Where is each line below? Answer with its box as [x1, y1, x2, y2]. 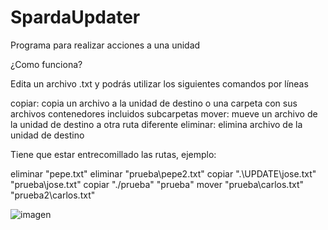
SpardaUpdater [10, 6, 141, 29]
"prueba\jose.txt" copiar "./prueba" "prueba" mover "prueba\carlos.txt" [10, 178, 304, 190]
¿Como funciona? [10, 58, 83, 70]
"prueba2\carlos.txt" [10, 189, 96, 201]
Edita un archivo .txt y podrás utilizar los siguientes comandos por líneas [10, 77, 309, 90]
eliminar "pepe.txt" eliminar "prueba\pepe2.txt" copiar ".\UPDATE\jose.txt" [10, 167, 317, 180]
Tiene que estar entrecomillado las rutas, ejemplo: [10, 148, 217, 160]
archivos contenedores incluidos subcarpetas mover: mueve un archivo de [10, 107, 318, 120]
